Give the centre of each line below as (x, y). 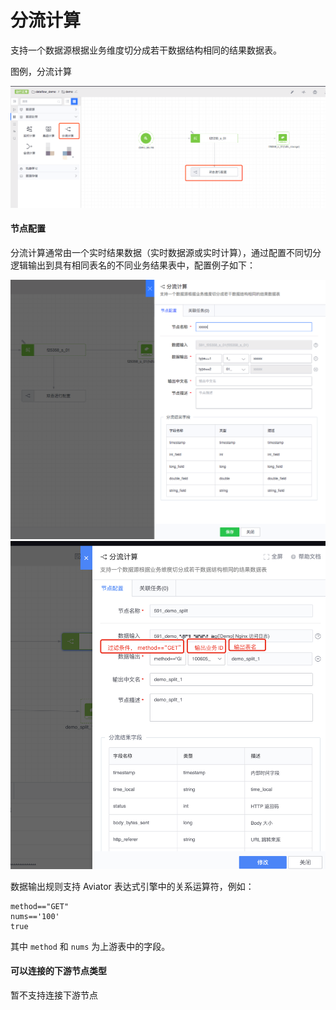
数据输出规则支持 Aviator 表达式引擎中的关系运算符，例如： (132, 886)
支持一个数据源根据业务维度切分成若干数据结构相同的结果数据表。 (146, 50)
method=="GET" (40, 906)
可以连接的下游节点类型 (58, 971)
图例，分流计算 (41, 71)
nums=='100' (35, 916)
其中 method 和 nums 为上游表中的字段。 (90, 946)
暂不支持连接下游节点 (54, 995)
